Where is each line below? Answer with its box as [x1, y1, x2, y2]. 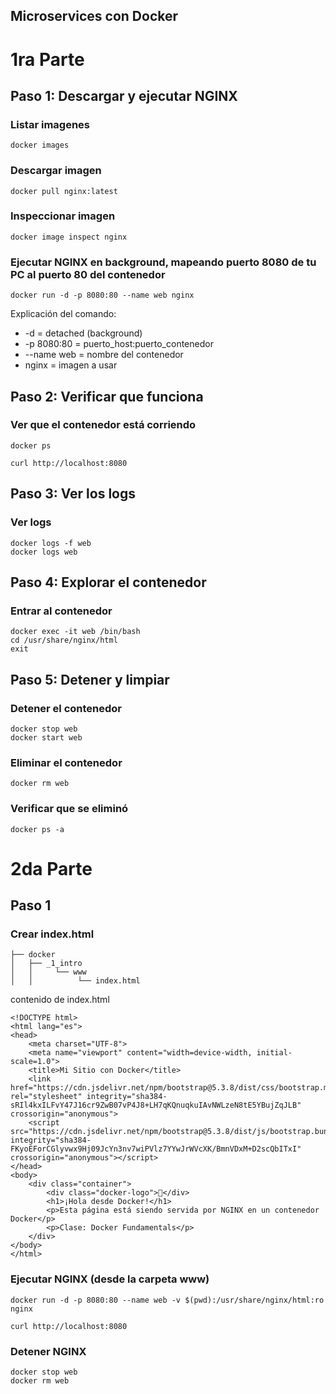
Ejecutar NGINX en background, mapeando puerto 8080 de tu [10, 255, 317, 269]
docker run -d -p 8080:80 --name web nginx [10, 290, 195, 301]
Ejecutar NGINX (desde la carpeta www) [10, 1272, 210, 1286]
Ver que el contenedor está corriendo [10, 418, 197, 432]
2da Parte [10, 857, 93, 880]
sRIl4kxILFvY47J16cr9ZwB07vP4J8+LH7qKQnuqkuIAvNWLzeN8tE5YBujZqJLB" [10, 1100, 302, 1111]
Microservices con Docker [10, 8, 179, 25]
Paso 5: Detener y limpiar [10, 671, 170, 688]
